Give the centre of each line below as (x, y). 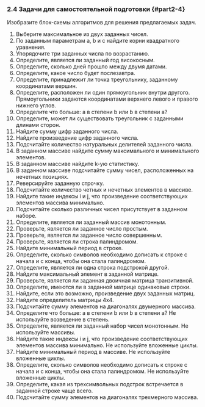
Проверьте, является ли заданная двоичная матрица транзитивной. (105, 281)
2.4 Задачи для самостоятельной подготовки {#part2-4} (96, 9)
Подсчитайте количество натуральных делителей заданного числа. (104, 145)
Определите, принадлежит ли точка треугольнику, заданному (97, 80)
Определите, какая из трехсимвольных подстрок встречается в (99, 384)
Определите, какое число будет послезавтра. (76, 73)
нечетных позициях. (42, 177)
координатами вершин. (46, 86)
